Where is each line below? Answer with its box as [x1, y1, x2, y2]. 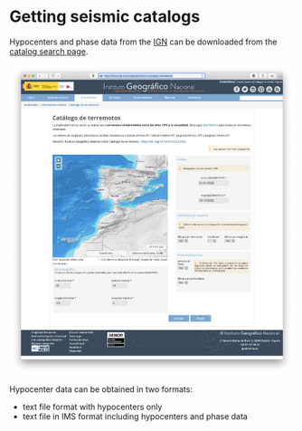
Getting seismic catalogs [9, 6, 201, 27]
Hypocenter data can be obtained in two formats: [9, 383, 193, 395]
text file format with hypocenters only [22, 401, 163, 412]
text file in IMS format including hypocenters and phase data [22, 410, 249, 422]
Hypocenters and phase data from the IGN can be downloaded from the [9, 36, 278, 47]
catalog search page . [9, 45, 89, 56]
